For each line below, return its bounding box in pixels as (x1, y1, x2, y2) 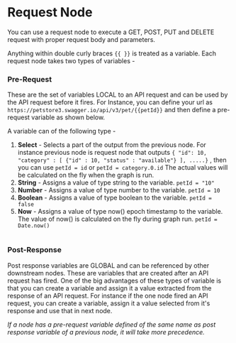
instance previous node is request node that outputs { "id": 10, (17, 148, 207, 157)
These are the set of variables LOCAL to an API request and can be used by (7, 90, 228, 99)
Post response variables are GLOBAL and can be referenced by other (7, 261, 210, 270)
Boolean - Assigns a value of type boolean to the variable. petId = (17, 193, 213, 202)
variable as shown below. (31, 113, 105, 121)
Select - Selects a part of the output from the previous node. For (17, 141, 207, 149)
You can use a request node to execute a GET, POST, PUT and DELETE (7, 28, 215, 36)
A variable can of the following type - (7, 127, 116, 136)
